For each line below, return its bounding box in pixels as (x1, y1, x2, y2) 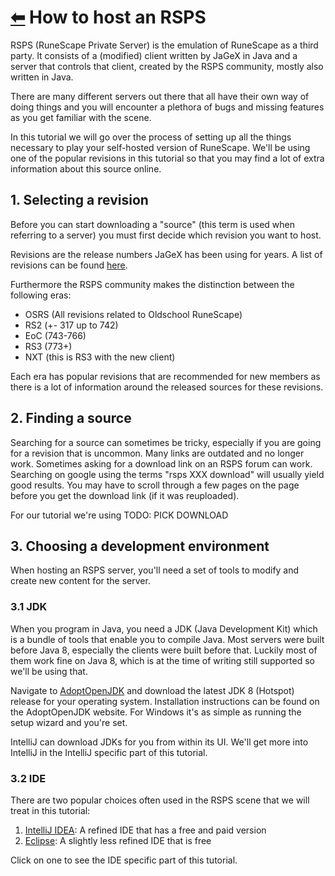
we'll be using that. (10, 665, 88, 677)
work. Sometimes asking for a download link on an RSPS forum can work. (10, 457, 313, 470)
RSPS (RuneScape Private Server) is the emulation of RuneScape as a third (10, 39, 319, 51)
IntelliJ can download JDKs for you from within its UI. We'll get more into (10, 736, 309, 748)
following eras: (10, 289, 72, 301)
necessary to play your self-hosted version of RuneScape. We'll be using (10, 141, 311, 153)
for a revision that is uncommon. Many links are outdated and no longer (10, 447, 305, 459)
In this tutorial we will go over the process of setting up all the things (10, 131, 292, 143)
